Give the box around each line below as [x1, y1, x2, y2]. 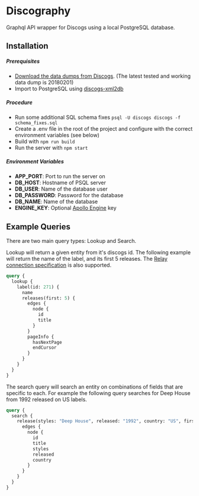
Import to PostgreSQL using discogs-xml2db [14, 85, 124, 93]
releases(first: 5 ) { [21, 295, 76, 301]
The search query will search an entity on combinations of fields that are [6, 383, 184, 390]
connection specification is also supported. [6, 261, 111, 268]
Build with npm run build [14, 138, 75, 145]
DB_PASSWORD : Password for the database [14, 192, 124, 199]
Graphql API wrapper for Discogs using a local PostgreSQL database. [6, 24, 175, 31]
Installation [6, 41, 49, 51]
